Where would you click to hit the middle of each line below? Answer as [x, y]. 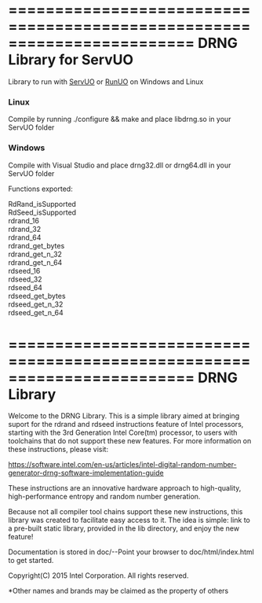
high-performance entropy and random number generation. [104, 497]
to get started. [31, 561]
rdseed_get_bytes [37, 296]
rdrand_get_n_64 [35, 262]
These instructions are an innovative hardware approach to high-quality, [125, 488]
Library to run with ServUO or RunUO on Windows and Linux [106, 81]
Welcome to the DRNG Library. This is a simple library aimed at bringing [124, 416]
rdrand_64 [25, 237]
